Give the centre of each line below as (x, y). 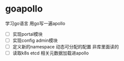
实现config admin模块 (35, 40)
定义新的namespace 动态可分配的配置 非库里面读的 (66, 47)
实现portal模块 (27, 34)
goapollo (24, 9)
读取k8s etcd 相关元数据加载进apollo (51, 53)
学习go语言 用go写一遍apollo (35, 23)
